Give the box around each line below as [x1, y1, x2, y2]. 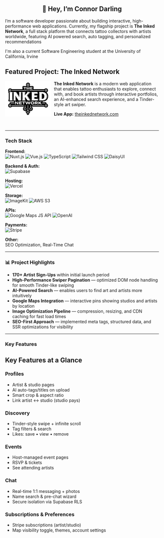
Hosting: [5, 177, 23, 184]
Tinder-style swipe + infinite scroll [12, 421, 82, 427]
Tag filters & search [12, 426, 52, 432]
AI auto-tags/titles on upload [12, 387, 70, 392]
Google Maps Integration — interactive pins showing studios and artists [12, 298, 158, 304]
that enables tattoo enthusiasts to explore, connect [54, 86, 156, 92]
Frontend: [5, 148, 26, 154]
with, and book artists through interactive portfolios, [54, 91, 158, 97]
